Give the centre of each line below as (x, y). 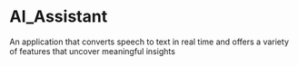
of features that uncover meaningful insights (92, 51)
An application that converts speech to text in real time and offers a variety (149, 42)
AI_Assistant (59, 17)
